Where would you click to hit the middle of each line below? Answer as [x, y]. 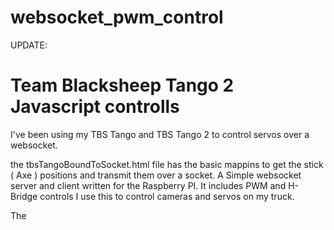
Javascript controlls [95, 107]
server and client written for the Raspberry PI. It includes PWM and [148, 185]
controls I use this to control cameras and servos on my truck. [167, 196]
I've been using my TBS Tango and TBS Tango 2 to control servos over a [160, 134]
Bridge [24, 196]
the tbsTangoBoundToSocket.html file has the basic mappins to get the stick [167, 164]
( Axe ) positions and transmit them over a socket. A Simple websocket [156, 175]
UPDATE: [29, 45]
